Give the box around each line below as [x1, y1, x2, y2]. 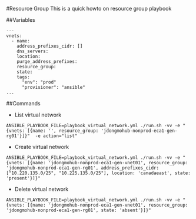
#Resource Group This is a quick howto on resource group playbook [6, 5, 172, 12]
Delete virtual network [14, 185, 69, 193]
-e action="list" [35, 133, 78, 139]
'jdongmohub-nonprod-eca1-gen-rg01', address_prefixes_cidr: [6, 165, 160, 171]
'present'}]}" [6, 175, 41, 181]
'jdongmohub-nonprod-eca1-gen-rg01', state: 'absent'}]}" [6, 207, 151, 213]
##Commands [6, 100, 41, 107]
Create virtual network [14, 144, 69, 150]
